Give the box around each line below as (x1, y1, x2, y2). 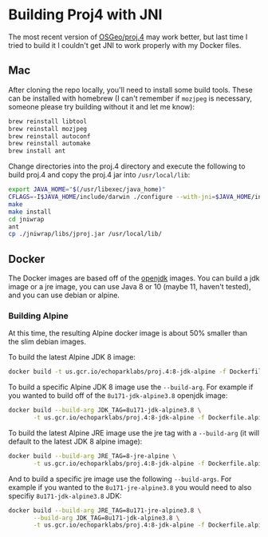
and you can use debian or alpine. (8, 290, 120, 300)
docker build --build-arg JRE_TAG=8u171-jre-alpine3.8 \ (8, 506, 202, 515)
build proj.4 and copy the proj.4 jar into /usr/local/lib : (8, 170, 191, 180)
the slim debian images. (8, 337, 86, 347)
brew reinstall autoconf (8, 132, 91, 141)
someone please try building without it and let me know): (8, 101, 195, 111)
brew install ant (8, 147, 66, 155)
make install (8, 208, 52, 216)
